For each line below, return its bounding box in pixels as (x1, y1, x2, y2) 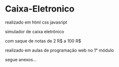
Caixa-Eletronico (5, 3, 75, 14)
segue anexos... (5, 56, 37, 62)
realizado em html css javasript (5, 19, 68, 25)
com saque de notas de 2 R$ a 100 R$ (5, 38, 82, 44)
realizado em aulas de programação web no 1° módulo (5, 47, 114, 53)
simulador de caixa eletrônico (5, 28, 65, 34)
